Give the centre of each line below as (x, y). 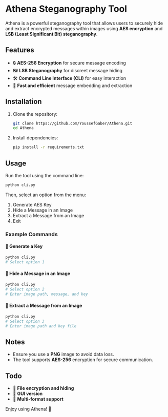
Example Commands (31, 234)
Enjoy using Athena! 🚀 (28, 409)
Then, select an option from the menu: (46, 195)
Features (20, 50)
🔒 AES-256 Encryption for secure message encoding (69, 62)
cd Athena (23, 128)
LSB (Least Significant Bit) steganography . (51, 34)
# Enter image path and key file (41, 326)
